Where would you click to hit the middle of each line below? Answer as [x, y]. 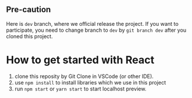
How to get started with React [80, 60]
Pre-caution [29, 10]
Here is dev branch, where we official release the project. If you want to [92, 23]
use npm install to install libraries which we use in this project [90, 82]
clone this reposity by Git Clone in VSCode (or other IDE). [84, 76]
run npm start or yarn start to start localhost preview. [80, 89]
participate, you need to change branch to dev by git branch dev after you [96, 30]
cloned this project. [29, 36]
